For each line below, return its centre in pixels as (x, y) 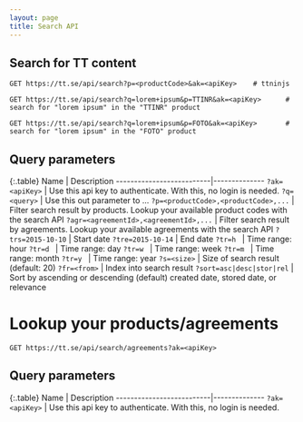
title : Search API (44, 26)
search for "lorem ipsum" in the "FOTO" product (103, 132)
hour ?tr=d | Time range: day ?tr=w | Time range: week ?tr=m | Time (142, 249)
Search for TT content (73, 63)
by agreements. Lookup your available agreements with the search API (142, 230)
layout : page (34, 18)
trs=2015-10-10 (38, 240)
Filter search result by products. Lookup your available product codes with (148, 211)
